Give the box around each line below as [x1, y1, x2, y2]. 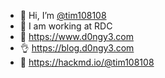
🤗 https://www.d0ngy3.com [19, 31, 134, 42]
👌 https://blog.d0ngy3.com [19, 42, 135, 54]
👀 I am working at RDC [19, 20, 113, 32]
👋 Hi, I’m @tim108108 [19, 10, 107, 21]
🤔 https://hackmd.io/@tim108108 [19, 56, 155, 68]
